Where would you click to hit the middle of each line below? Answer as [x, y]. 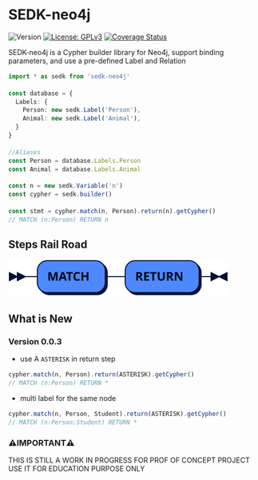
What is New [41, 318]
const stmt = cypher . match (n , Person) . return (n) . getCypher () [112, 211]
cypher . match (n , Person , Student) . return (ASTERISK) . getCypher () [117, 414]
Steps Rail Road [48, 245]
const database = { [41, 93]
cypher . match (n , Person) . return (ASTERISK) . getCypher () [101, 375]
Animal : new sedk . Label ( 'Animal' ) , [82, 119]
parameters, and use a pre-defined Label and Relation [97, 61]
